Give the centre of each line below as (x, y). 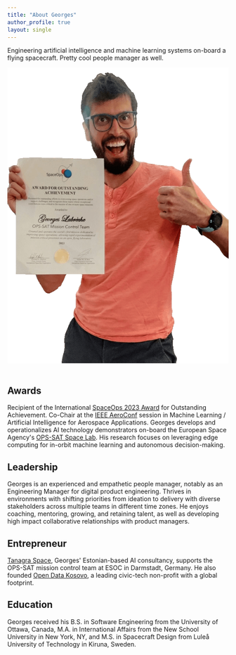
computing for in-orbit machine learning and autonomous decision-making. (116, 445)
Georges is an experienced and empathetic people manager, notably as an (115, 484)
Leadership (33, 467)
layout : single (29, 30)
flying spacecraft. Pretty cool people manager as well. (85, 58)
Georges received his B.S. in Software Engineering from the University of (113, 621)
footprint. (21, 583)
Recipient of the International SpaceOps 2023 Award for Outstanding (107, 408)
